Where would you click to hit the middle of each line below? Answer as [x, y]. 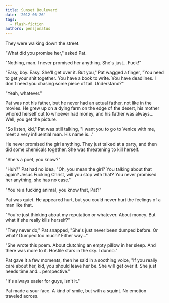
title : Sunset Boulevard [31, 10]
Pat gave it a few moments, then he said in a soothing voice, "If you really [81, 260]
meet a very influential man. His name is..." [50, 134]
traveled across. [22, 296]
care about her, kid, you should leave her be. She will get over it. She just [81, 266]
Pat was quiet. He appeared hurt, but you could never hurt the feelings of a [83, 200]
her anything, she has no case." [38, 180]
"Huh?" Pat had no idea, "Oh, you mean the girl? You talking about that [79, 169]
